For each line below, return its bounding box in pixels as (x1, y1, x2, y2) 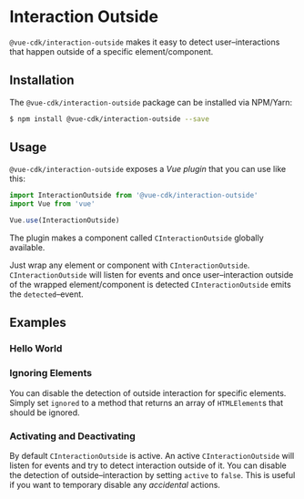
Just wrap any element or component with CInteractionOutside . (9, 260, 250, 270)
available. (9, 242, 46, 253)
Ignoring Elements (9, 367, 93, 380)
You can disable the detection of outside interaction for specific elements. (9, 387, 287, 398)
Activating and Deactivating (9, 430, 137, 443)
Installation (9, 73, 75, 88)
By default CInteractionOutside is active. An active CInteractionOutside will (9, 450, 295, 461)
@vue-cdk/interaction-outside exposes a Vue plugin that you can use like (9, 164, 287, 175)
